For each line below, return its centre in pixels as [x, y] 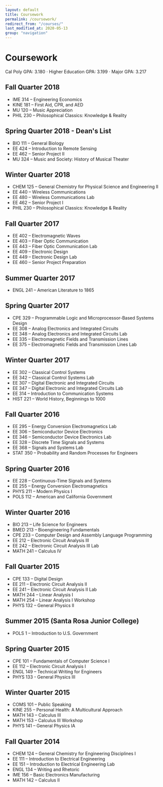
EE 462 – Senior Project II [38, 153]
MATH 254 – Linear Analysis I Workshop [54, 600]
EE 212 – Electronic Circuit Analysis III [51, 540]
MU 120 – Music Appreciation [43, 110]
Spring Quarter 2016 [37, 469]
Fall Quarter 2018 [32, 87]
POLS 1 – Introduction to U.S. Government [55, 633]
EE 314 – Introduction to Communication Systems [63, 393]
